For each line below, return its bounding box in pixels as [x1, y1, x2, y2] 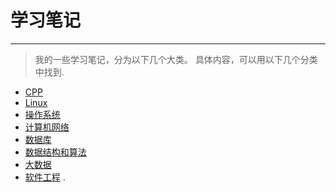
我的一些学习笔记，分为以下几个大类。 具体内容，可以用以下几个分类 [34, 53, 318, 65]
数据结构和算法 [24, 146, 87, 158]
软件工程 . [24, 171, 66, 183]
